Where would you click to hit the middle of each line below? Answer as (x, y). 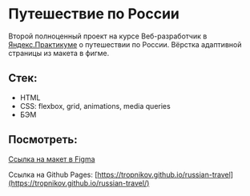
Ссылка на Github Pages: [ (53, 174)
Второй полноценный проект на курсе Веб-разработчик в (108, 36)
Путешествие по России (94, 14)
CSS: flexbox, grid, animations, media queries (95, 106)
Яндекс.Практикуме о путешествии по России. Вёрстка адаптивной (125, 44)
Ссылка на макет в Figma (52, 159)
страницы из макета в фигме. (59, 53)
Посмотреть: (43, 140)
